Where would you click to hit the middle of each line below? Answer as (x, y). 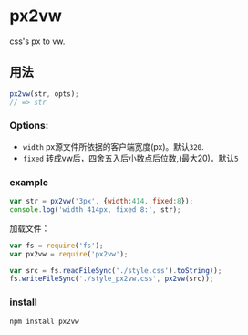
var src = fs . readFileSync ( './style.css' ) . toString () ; (116, 270)
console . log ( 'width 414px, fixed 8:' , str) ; (95, 209)
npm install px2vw (44, 321)
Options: (29, 126)
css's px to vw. (37, 41)
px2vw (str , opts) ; (44, 94)
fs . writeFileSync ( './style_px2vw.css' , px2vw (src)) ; (112, 279)
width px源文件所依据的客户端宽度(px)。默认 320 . (114, 146)
